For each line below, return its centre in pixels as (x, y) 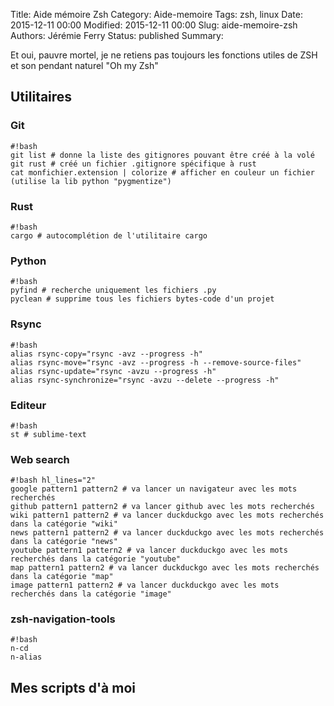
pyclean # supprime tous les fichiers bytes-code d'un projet (142, 299)
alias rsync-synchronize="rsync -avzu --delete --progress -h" (145, 380)
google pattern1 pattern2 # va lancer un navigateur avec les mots (154, 489)
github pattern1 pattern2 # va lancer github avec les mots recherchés (162, 507)
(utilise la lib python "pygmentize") (91, 181)
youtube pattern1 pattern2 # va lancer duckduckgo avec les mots (149, 550)
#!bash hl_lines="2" (53, 480)
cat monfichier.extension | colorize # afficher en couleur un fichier (162, 172)
